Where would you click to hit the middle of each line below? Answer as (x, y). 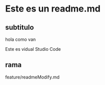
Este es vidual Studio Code (33, 49)
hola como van (21, 39)
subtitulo (20, 27)
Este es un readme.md (53, 9)
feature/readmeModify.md (32, 77)
